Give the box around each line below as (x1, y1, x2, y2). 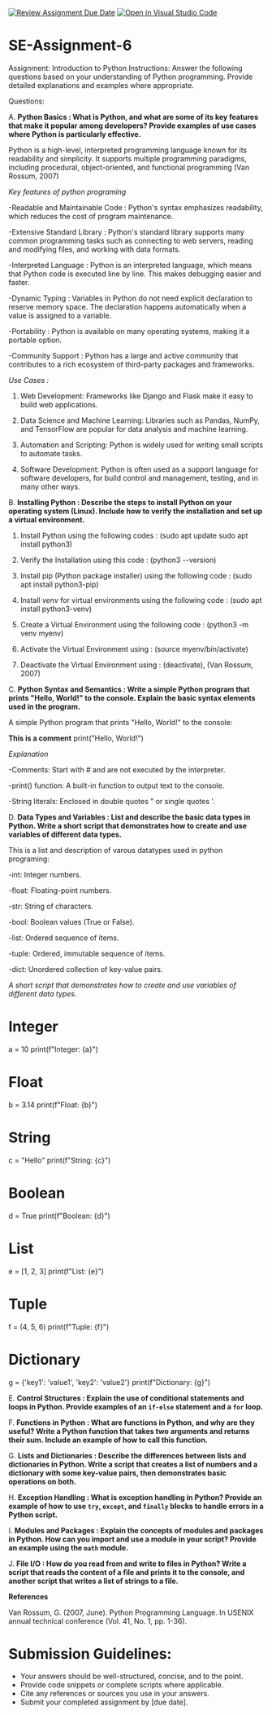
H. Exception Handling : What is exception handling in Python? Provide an (8, 1492, 262, 1502)
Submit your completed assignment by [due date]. (19, 1697, 188, 1707)
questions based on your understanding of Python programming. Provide (8, 72, 253, 81)
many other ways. (19, 482, 80, 491)
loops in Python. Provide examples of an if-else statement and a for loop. (8, 1401, 264, 1411)
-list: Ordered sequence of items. (8, 933, 119, 943)
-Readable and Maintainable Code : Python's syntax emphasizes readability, (8, 202, 264, 212)
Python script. (8, 1510, 58, 1519)
